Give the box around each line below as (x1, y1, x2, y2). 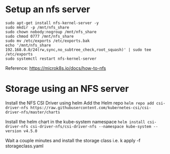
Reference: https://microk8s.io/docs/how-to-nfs (5, 65, 106, 71)
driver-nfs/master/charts (5, 110, 60, 115)
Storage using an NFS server (5, 83, 129, 95)
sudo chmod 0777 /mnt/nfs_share (5, 34, 74, 39)
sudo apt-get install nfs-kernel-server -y (5, 20, 99, 25)
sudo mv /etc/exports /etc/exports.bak (5, 38, 90, 43)
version (5, 129, 22, 134)
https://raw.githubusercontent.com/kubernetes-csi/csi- (30, 105, 152, 110)
